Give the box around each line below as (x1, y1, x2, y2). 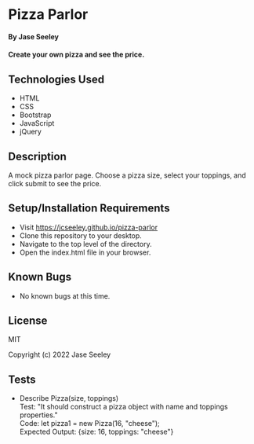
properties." (19, 410, 58, 420)
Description (8, 149, 67, 163)
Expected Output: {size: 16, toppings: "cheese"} (19, 427, 174, 437)
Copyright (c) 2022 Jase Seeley (8, 350, 111, 359)
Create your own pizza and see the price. (8, 50, 145, 60)
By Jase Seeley (8, 31, 59, 41)
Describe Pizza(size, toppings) (19, 394, 119, 403)
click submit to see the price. (8, 179, 102, 188)
